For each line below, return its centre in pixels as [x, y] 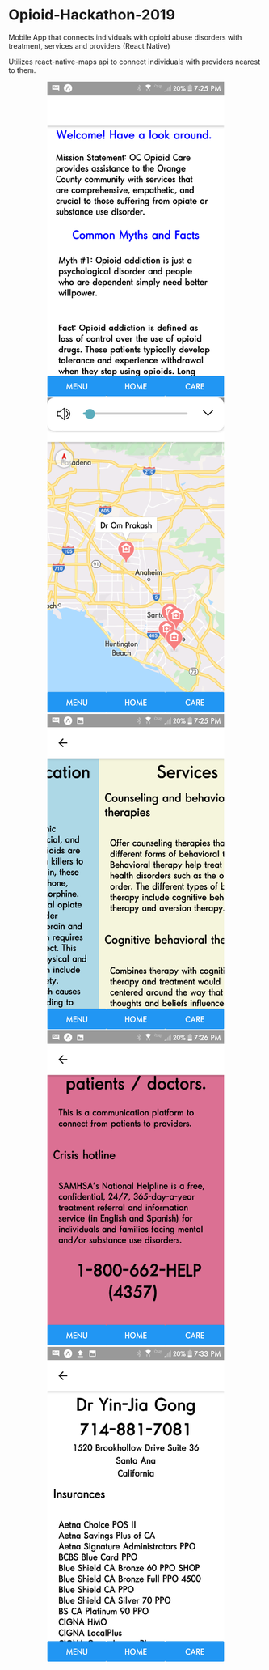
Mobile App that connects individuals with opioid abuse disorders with [125, 37]
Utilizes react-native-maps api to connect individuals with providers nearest [134, 62]
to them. [22, 70]
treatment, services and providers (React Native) [90, 45]
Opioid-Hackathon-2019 [92, 15]
